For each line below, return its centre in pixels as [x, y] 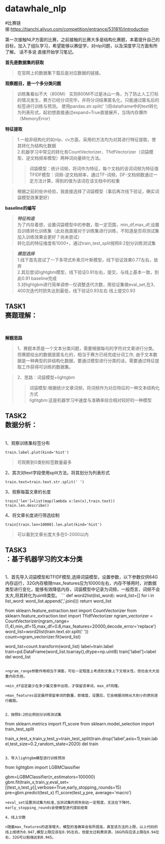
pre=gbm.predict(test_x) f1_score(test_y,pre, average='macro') [68, 793]
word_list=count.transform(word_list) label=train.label [59, 647]
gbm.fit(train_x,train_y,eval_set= [37, 782]
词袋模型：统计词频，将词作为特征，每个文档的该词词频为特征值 [94, 168]
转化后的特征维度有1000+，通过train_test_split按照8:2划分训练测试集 [86, 243]
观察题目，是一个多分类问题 [33, 83]
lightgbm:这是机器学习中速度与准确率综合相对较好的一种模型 [91, 400]
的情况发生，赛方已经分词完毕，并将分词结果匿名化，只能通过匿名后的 [88, 100]
